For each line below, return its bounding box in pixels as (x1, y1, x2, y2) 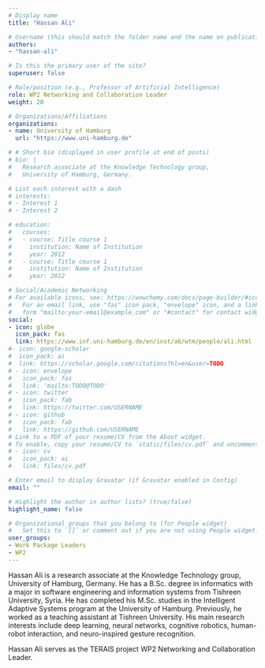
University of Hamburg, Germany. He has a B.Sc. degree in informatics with (8, 578, 254, 588)
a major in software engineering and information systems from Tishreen (8, 587, 241, 596)
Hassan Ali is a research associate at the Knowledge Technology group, (8, 570, 242, 580)
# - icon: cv (8, 447, 51, 455)
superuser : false (8, 69, 65, 77)
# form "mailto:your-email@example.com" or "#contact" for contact (8, 308, 242, 316)
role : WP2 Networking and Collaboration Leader (8, 91, 168, 98)
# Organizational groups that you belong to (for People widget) (8, 519, 227, 528)
